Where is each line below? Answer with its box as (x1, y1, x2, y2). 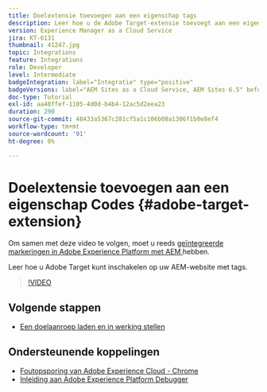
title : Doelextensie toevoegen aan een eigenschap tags (8, 11, 197, 20)
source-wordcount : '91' (8, 130, 87, 138)
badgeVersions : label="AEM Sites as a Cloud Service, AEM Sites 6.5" (8, 85, 244, 94)
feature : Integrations (8, 56, 83, 64)
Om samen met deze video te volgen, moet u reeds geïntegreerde (8, 239, 224, 248)
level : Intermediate (8, 71, 77, 79)
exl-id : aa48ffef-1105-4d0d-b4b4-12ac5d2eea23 (8, 100, 165, 108)
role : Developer (8, 64, 62, 72)
